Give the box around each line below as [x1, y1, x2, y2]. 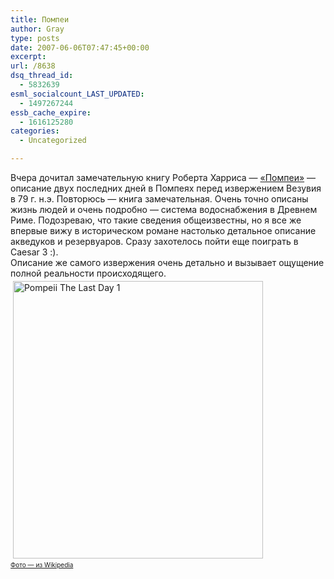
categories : [10, 126, 60, 136]
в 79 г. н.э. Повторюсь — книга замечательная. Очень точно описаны [10, 193, 309, 205]
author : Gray [10, 24, 65, 34]
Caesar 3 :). [10, 246, 59, 258]
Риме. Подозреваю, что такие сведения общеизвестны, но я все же [10, 214, 302, 226]
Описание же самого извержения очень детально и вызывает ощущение [10, 257, 325, 268]
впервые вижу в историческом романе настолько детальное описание [10, 225, 317, 236]
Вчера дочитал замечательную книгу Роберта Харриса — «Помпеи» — [10, 172, 317, 183]
